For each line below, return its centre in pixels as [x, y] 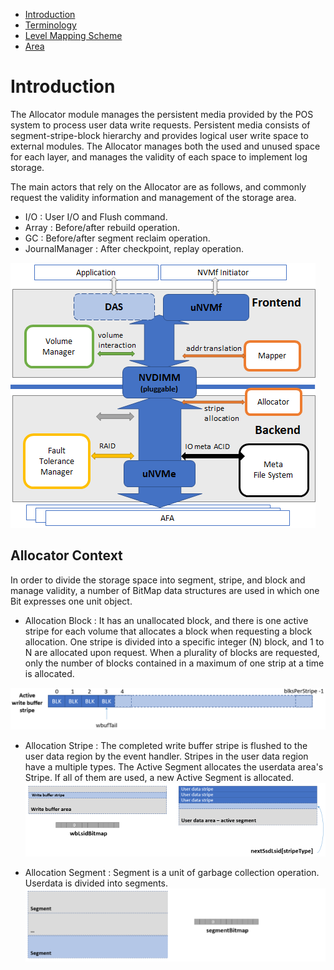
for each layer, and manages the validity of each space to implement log [159, 156]
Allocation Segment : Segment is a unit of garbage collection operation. [172, 872]
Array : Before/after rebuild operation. [102, 227]
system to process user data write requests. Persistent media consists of [160, 125]
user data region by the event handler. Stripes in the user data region [166, 756]
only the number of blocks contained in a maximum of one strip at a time [174, 663]
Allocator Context [66, 555]
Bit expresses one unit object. [71, 601]
